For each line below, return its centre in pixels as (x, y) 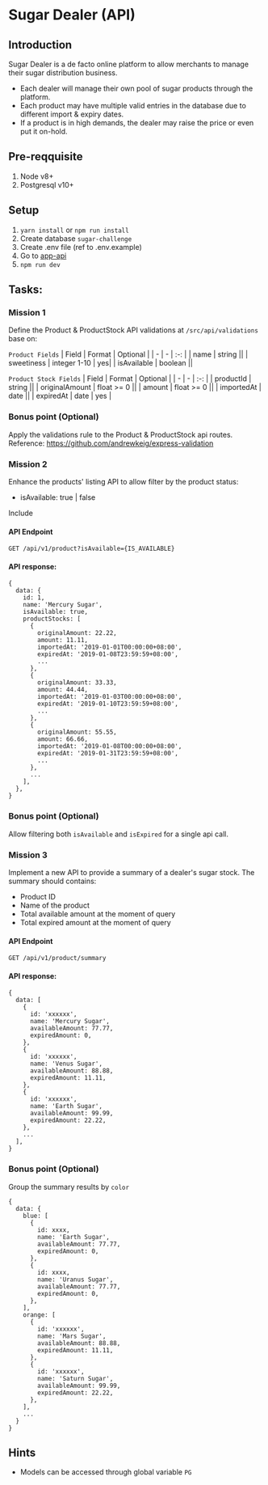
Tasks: (25, 290)
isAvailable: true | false (58, 497)
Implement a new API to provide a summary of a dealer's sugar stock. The (132, 872)
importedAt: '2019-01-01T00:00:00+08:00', (110, 647)
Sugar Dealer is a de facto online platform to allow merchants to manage (128, 64)
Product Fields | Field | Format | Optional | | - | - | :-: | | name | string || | (128, 354)
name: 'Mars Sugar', (72, 1336)
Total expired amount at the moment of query (95, 922)
